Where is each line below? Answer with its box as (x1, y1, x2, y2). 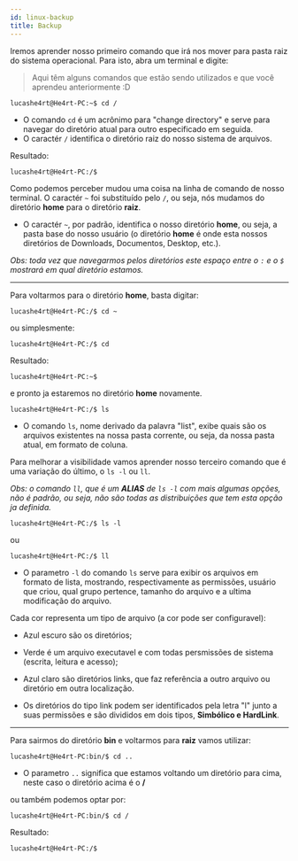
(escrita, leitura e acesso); (22, 656, 118, 667)
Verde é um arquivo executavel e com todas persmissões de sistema (22, 647, 273, 657)
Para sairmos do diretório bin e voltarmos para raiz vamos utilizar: (10, 734, 251, 745)
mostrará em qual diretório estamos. (10, 264, 144, 275)
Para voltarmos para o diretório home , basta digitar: (10, 290, 200, 300)
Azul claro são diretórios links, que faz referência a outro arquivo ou (22, 673, 271, 684)
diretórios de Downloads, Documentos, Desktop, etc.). (22, 237, 221, 248)
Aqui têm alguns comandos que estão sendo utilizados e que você (31, 72, 275, 82)
